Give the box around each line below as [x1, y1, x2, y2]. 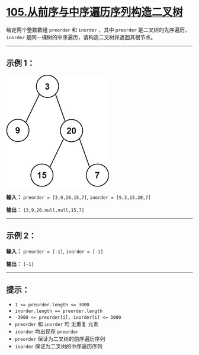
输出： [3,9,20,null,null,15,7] [6, 206, 85, 213]
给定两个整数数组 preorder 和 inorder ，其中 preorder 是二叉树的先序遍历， [6, 26, 191, 33]
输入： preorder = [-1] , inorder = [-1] [6, 248, 104, 255]
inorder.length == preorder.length [14, 308, 103, 315]
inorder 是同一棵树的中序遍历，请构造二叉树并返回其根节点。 [6, 33, 156, 40]
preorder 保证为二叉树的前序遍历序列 [14, 335, 105, 343]
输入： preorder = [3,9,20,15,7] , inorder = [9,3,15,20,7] [6, 194, 151, 201]
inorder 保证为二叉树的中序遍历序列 [14, 343, 102, 350]
